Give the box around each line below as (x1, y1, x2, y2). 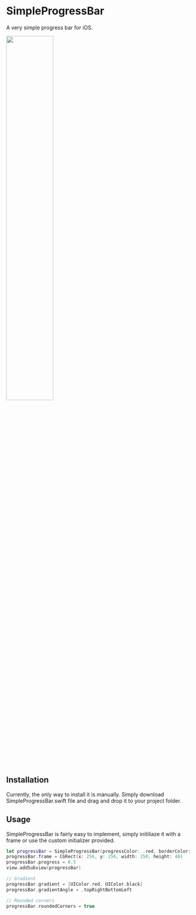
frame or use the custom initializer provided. (6, 837, 115, 844)
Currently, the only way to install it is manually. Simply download (6, 791, 164, 798)
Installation (6, 775, 49, 785)
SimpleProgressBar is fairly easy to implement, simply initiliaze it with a (6, 830, 181, 837)
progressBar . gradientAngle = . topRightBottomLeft (6, 886, 133, 893)
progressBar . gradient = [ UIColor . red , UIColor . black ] (6, 881, 143, 887)
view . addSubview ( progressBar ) (6, 865, 82, 871)
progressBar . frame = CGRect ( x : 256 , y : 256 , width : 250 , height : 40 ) (6, 853, 183, 860)
